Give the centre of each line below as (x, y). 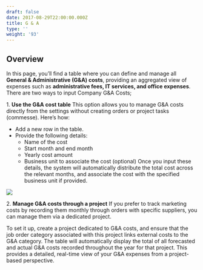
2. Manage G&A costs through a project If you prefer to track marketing (96, 203)
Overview (25, 59)
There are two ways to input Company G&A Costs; (69, 93)
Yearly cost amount (48, 154)
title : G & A (23, 23)
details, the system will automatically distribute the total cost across (108, 168)
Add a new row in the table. (49, 129)
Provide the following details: (51, 135)
